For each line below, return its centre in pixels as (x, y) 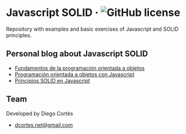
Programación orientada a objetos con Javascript (74, 74)
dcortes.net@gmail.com (44, 125)
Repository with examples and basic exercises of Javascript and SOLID (92, 29)
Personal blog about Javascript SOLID (77, 54)
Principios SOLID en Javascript (52, 80)
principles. (19, 35)
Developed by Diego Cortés (40, 113)
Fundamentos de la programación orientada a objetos (80, 68)
